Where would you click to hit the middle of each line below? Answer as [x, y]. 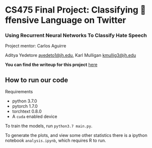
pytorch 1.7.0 [25, 106]
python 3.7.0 [25, 101]
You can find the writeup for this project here [51, 65]
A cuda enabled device [35, 116]
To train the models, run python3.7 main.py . [49, 126]
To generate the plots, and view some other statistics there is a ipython [76, 135]
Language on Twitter [83, 20]
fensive [22, 20]
